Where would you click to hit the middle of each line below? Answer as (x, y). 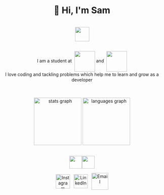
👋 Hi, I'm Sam (82, 10)
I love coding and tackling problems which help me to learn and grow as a (82, 74)
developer (82, 80)
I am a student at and (70, 61)
